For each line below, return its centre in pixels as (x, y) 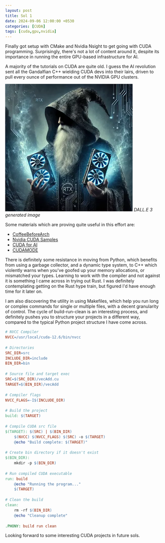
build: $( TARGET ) (23, 416)
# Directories (20, 348)
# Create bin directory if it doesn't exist (52, 452)
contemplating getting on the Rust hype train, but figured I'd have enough (80, 286)
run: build (16, 479)
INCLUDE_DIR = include (27, 358)
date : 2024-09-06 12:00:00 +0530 (40, 21)
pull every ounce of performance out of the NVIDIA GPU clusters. (72, 77)
